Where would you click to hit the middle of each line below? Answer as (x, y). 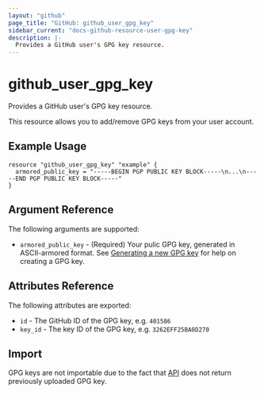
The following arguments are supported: (74, 229)
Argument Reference (61, 210)
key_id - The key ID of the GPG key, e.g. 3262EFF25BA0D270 (115, 329)
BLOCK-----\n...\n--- (221, 171)
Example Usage (48, 146)
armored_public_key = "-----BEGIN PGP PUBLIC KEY (99, 171)
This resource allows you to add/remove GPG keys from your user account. (131, 122)
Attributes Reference (61, 286)
